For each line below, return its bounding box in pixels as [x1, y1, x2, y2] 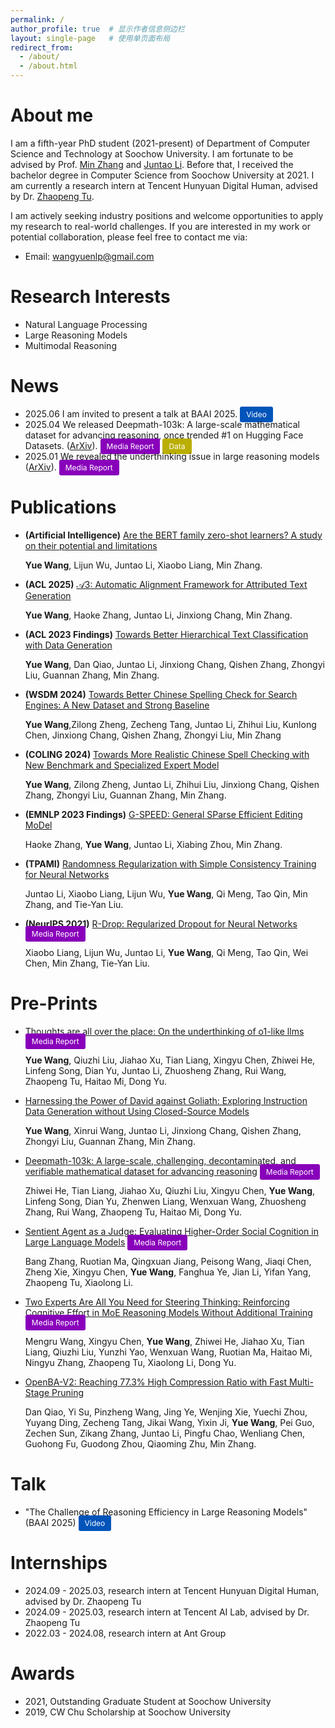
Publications [10, 496, 117, 518]
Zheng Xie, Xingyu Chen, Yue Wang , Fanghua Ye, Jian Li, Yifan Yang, [24, 1266, 312, 1278]
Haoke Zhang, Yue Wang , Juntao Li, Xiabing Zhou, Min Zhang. [24, 838, 283, 850]
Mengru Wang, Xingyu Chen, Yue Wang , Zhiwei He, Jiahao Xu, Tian [24, 1335, 305, 1347]
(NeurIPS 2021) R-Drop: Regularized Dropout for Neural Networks [24, 917, 298, 930]
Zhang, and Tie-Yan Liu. [24, 898, 124, 910]
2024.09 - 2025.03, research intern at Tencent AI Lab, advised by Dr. [24, 1606, 310, 1618]
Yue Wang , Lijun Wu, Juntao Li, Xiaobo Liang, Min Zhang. [24, 559, 263, 571]
